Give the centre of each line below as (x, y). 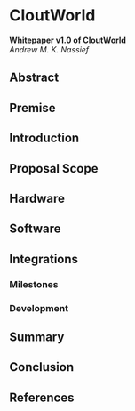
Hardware (37, 198)
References (42, 397)
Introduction (44, 138)
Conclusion (42, 367)
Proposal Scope (54, 169)
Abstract (34, 78)
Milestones (34, 284)
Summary (37, 337)
